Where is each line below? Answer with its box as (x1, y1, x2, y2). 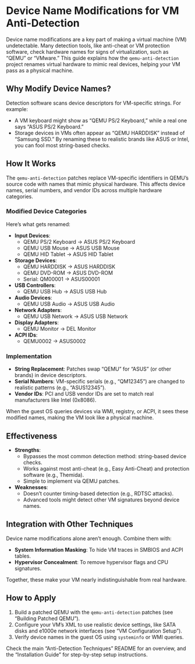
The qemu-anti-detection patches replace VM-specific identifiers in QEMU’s (6, 174, 189, 181)
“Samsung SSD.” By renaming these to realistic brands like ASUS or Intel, (14, 136, 190, 143)
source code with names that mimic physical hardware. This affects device (6, 180, 186, 188)
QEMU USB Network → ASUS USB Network (23, 313, 128, 320)
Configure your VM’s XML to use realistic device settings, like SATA (14, 621, 176, 628)
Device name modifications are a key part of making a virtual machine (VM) (6, 36, 187, 43)
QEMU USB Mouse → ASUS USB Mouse (23, 244, 120, 251)
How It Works (6, 159, 56, 169)
